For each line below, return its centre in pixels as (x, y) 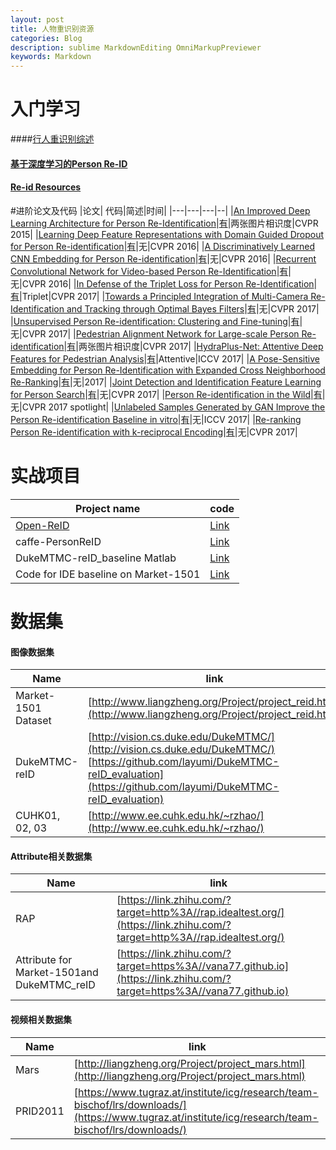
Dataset (33, 721)
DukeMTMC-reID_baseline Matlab (96, 558)
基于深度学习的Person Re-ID (69, 163)
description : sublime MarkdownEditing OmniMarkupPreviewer (136, 47)
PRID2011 (40, 1111)
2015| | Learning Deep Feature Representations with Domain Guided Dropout (167, 234)
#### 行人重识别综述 (52, 139)
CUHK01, (38, 816)
